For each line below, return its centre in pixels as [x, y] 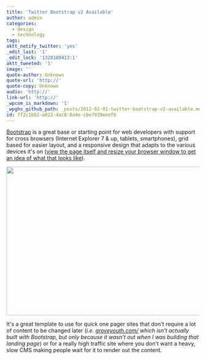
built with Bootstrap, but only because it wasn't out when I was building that [103, 337]
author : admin [25, 18]
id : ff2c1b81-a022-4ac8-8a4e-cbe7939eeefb [61, 115]
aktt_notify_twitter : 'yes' [42, 47]
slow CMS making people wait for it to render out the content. [84, 350]
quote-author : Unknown [35, 75]
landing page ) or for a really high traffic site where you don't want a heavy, [101, 343]
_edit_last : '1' [27, 52]
